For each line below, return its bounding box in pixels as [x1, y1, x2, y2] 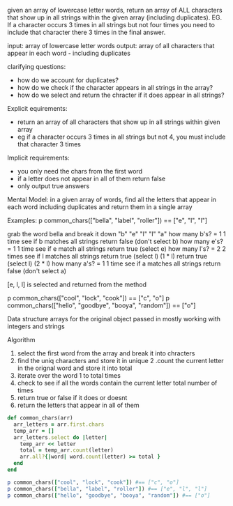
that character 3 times [17, 140, 82, 148]
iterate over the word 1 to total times [17, 371, 121, 379]
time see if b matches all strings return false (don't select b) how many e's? [7, 237, 223, 245]
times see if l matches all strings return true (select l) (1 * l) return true [7, 252, 208, 260]
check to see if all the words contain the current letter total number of [17, 379, 218, 387]
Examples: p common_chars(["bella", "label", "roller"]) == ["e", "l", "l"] [7, 216, 208, 224]
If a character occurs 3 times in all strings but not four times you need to [7, 21, 215, 29]
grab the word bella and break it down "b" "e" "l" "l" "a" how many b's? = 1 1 [7, 230, 227, 238]
